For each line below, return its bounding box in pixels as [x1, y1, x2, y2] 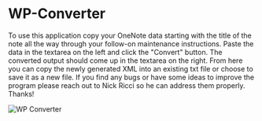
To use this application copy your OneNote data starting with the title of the [8, 31, 252, 40]
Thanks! [8, 89, 35, 98]
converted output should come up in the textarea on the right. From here [8, 56, 243, 65]
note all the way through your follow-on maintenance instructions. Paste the [8, 38, 254, 48]
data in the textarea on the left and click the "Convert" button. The [8, 47, 223, 57]
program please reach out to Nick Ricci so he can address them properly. [8, 80, 245, 90]
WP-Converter [8, 5, 106, 23]
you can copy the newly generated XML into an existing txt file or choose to [8, 64, 253, 73]
